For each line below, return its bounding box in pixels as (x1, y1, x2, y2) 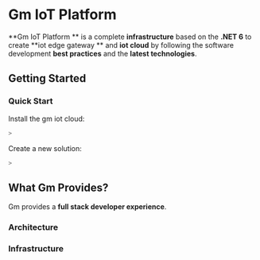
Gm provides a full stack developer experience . (8, 202, 167, 211)
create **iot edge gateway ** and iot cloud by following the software (8, 40, 235, 49)
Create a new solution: (8, 143, 82, 153)
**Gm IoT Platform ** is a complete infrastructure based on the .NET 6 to (8, 32, 252, 41)
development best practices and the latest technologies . (8, 49, 197, 58)
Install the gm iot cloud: (8, 114, 85, 123)
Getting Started (8, 72, 87, 85)
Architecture (8, 222, 59, 233)
